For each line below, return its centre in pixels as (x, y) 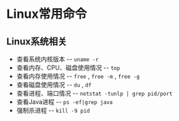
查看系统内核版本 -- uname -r (57, 59)
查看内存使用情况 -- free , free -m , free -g (78, 76)
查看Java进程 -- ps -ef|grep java (64, 102)
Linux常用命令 (47, 14)
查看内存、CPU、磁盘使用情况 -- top (68, 68)
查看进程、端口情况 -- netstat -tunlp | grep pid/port (94, 93)
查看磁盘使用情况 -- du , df (54, 85)
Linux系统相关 (36, 41)
